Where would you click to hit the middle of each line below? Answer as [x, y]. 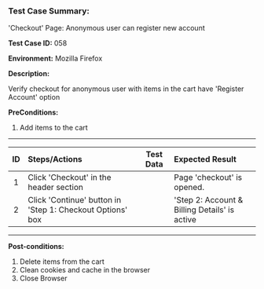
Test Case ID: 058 [38, 43]
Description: [29, 74]
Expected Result [205, 159]
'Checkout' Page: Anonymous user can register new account [107, 28]
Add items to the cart [53, 128]
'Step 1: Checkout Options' [78, 210]
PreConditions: [33, 112]
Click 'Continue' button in [75, 200]
